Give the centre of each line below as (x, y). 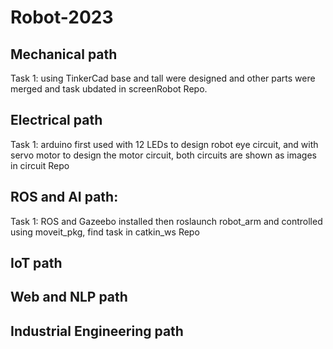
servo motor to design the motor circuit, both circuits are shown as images (164, 155)
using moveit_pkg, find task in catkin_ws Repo (105, 232)
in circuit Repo (40, 165)
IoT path (36, 263)
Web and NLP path (69, 297)
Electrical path (56, 120)
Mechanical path (64, 54)
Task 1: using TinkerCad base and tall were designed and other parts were (163, 78)
